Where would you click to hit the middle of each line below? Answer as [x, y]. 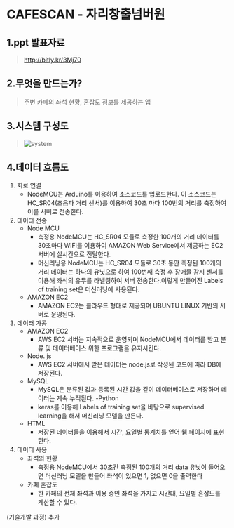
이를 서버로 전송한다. [55, 212]
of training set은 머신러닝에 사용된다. [89, 289]
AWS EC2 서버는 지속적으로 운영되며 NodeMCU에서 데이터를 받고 [128, 339]
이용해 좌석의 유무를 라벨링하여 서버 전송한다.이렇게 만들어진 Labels [130, 281]
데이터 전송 [32, 220]
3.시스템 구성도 [38, 126]
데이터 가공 [32, 323]
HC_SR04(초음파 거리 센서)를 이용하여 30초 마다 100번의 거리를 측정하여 [127, 203]
